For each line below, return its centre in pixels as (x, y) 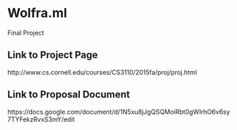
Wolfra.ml (37, 13)
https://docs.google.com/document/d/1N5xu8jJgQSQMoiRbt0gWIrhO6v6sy (119, 112)
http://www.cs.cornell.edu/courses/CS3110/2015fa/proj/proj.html (102, 72)
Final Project (26, 33)
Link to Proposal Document (69, 95)
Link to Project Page (53, 55)
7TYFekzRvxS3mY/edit (41, 119)
